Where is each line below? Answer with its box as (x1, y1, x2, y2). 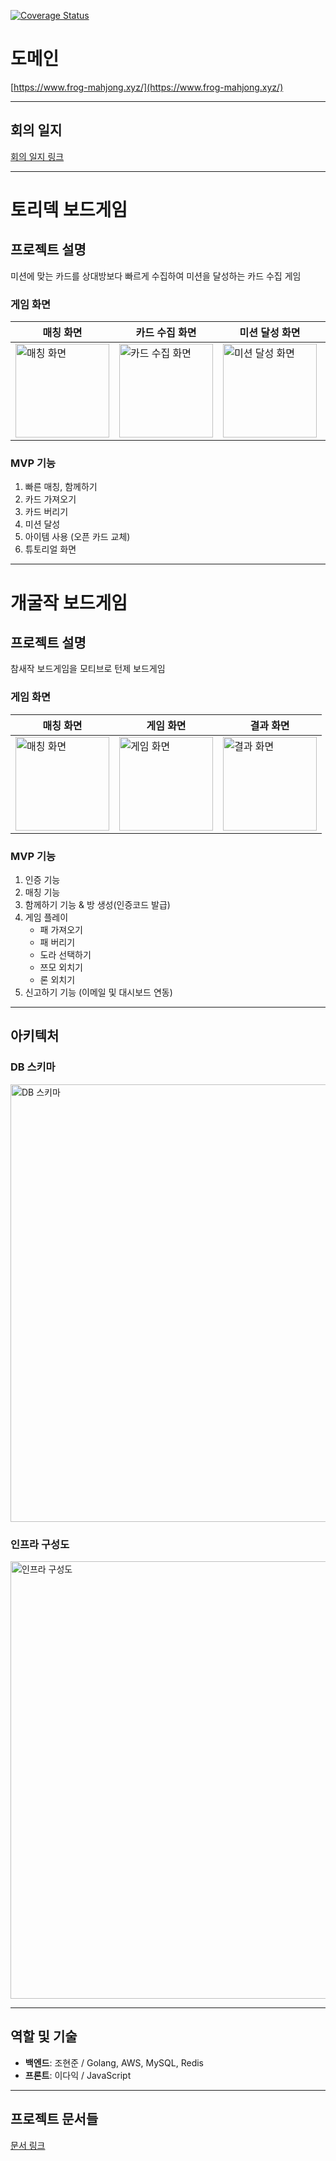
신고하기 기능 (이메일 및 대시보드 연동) (24, 986, 173, 998)
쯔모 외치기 (39, 961, 83, 973)
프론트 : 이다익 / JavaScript (24, 2069, 132, 2081)
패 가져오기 (39, 923, 83, 935)
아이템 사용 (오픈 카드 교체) (24, 531, 131, 543)
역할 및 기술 (10, 2028, 78, 2045)
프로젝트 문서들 (10, 2111, 99, 2128)
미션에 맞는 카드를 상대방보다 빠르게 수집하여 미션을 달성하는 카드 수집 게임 (10, 270, 302, 282)
